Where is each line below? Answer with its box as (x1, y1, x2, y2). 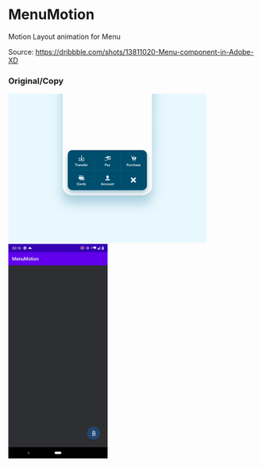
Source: (8, 47, 34, 56)
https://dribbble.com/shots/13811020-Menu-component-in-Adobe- (35, 47, 254, 56)
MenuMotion (8, 6, 95, 24)
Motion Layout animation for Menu (8, 32, 121, 41)
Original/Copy (8, 75, 64, 86)
